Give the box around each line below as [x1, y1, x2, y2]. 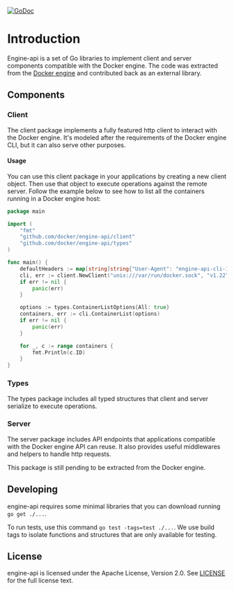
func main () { [7, 259, 49, 266]
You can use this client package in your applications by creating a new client [7, 172, 227, 181]
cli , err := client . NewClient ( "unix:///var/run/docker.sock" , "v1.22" [19, 272, 229, 279]
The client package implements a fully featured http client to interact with [7, 126, 217, 134]
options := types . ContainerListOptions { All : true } [19, 304, 170, 311]
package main [7, 208, 45, 215]
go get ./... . [7, 509, 47, 517]
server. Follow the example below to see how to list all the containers [7, 187, 205, 195]
